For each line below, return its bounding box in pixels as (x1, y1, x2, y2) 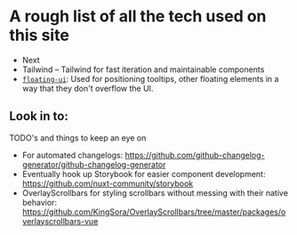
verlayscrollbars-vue (21, 215, 99, 226)
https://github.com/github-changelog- (124, 150, 265, 160)
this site (9, 25, 69, 45)
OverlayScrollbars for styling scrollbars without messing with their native (21, 187, 289, 198)
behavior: (21, 197, 58, 207)
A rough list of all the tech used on (9, 6, 267, 27)
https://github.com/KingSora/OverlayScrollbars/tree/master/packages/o (21, 207, 286, 217)
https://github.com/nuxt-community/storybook (21, 178, 194, 189)
